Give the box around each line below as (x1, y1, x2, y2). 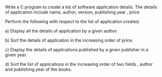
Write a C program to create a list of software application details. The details (5, 4, 158, 10)
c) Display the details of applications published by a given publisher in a (5, 47, 148, 52)
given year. (5, 52, 28, 58)
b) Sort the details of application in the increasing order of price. (5, 37, 133, 43)
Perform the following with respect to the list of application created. (5, 19, 140, 24)
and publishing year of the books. (5, 66, 72, 72)
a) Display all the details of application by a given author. (5, 28, 118, 33)
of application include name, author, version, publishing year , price (5, 9, 140, 15)
